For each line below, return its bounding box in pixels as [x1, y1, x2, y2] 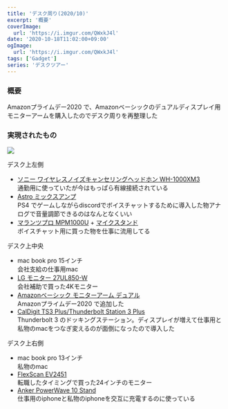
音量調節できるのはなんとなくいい [35, 210, 133, 218]
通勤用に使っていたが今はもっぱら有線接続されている [17, 184, 169, 192]
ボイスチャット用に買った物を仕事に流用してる [17, 227, 151, 235]
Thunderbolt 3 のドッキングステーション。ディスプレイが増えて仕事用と [17, 316, 222, 324]
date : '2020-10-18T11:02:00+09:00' [7, 36, 110, 43]
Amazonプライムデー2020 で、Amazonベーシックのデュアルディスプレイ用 [7, 102, 221, 111]
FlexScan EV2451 [17, 370, 67, 379]
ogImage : [7, 42, 32, 49]
